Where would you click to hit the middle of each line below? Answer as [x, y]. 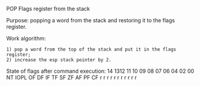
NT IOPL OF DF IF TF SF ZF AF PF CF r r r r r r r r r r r [72, 77]
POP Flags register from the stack [48, 9]
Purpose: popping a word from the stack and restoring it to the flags [91, 20]
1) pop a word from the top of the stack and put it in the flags [91, 49]
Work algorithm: [26, 38]
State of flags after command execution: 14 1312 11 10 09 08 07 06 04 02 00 [100, 71]
